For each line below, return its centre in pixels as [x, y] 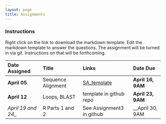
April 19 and [22, 108]
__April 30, [145, 108]
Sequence [55, 80]
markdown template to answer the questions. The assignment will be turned [82, 47]
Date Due [144, 68]
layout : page [19, 10]
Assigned [19, 71]
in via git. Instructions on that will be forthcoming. [56, 53]
